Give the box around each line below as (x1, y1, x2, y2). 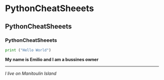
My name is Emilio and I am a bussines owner (5, 56, 99, 62)
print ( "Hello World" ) (5, 48, 51, 52)
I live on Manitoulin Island (5, 70, 57, 76)
